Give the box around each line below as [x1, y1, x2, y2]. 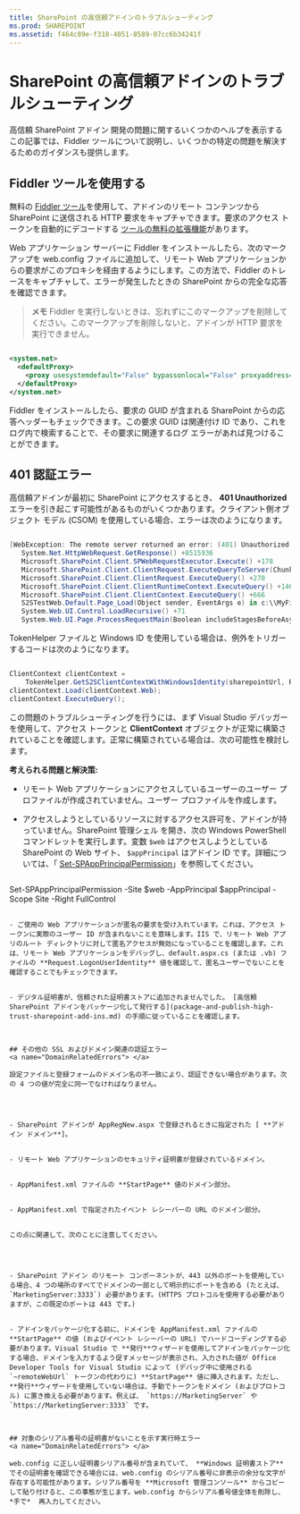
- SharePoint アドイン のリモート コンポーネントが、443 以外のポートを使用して [9, 1271, 279, 1280]
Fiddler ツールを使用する [9, 175, 146, 190]
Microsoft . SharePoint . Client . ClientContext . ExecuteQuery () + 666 [21, 590, 266, 599]
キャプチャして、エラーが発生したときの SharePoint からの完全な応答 [32, 276, 287, 287]
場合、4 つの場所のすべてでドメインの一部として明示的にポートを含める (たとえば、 [15, 1281, 284, 1290]
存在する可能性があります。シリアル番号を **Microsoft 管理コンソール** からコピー [9, 1477, 286, 1487]
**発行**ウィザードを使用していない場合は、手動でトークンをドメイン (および [9, 1382, 259, 1391]
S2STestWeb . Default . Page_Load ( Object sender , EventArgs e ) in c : [21, 598, 270, 608]
